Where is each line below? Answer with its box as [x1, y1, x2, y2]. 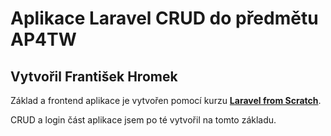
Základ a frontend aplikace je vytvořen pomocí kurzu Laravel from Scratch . [10, 95, 322, 106]
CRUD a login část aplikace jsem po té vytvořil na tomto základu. [10, 114, 277, 126]
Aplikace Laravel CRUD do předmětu [10, 7, 319, 30]
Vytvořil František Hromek [10, 68, 178, 85]
